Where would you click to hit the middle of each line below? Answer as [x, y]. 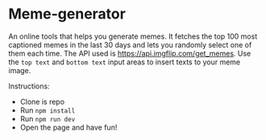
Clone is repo [42, 101]
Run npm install [48, 110]
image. [20, 70]
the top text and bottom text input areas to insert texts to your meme [125, 62]
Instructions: [29, 86]
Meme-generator [67, 14]
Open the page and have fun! [69, 127]
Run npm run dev [48, 118]
